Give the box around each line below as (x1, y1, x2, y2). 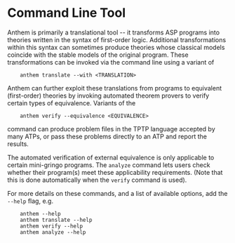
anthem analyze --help (20, 228, 86, 236)
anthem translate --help (20, 216, 93, 223)
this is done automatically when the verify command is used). (7, 176, 187, 184)
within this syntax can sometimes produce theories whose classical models (7, 43, 225, 51)
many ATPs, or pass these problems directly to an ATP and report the (7, 132, 207, 140)
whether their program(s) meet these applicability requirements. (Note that (7, 168, 223, 176)
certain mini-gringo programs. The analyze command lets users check (7, 160, 210, 169)
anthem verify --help (20, 223, 83, 230)
